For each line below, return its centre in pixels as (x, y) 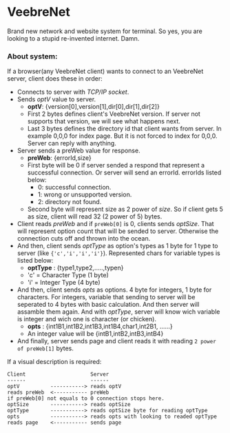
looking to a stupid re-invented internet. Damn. (73, 38)
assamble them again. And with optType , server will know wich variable (118, 312)
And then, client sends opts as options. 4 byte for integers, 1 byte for (114, 290)
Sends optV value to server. (56, 99)
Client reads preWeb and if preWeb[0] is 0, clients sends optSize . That (116, 224)
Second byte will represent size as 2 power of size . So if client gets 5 (125, 209)
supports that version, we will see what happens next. (104, 121)
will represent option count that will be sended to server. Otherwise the (118, 231)
